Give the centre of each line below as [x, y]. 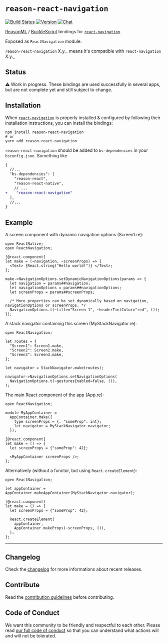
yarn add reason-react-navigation [41, 141]
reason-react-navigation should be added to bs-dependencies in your [77, 150]
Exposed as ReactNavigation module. [43, 41]
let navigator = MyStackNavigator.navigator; [62, 426]
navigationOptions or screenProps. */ [45, 306]
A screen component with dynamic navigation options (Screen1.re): [74, 235]
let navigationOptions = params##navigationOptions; [66, 288]
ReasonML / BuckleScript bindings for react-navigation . [63, 31]
